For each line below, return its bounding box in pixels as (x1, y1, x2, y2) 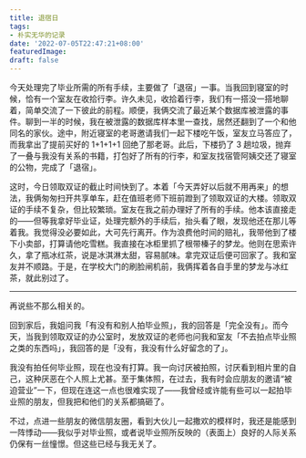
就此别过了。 (25, 273, 74, 283)
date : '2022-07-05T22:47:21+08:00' (9, 38, 145, 48)
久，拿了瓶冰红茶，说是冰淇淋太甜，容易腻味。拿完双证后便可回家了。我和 (9, 250, 289, 260)
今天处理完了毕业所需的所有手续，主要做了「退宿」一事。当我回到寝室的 (9, 82, 280, 92)
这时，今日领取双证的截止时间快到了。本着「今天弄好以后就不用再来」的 (9, 182, 280, 192)
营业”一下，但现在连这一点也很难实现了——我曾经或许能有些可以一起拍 (16, 385, 285, 395)
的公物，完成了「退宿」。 (9, 161, 102, 172)
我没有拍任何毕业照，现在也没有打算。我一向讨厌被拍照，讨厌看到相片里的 (9, 362, 289, 372)
